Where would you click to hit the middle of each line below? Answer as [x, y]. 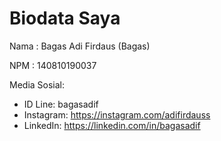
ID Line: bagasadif [61, 104]
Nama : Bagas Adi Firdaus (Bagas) [80, 46]
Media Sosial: [37, 84]
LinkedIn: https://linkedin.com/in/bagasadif [112, 125]
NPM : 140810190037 [53, 65]
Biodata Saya [65, 18]
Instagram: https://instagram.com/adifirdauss [117, 114]
